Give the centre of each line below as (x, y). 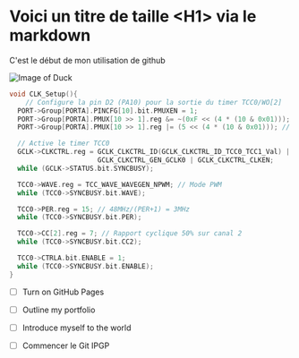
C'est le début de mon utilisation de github (87, 60)
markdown (50, 35)
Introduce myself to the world (77, 328)
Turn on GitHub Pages (63, 292)
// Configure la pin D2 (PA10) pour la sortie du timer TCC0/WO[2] (154, 102)
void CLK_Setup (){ (43, 94)
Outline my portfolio (59, 310)
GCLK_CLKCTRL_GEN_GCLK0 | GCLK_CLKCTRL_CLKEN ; (186, 160)
